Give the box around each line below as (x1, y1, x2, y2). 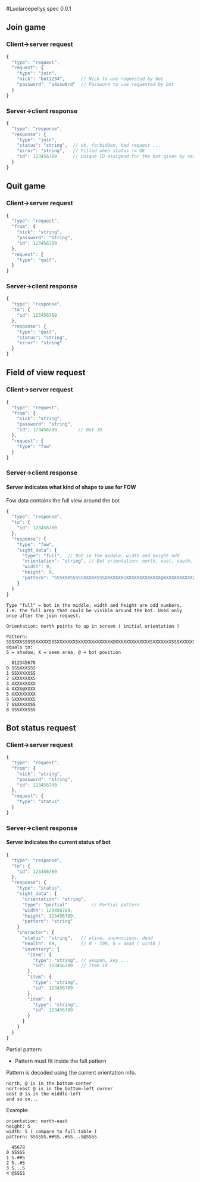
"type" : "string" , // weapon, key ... (32, 957, 129, 963)
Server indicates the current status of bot (6, 838, 111, 846)
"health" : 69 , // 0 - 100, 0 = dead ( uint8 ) (21, 940, 161, 946)
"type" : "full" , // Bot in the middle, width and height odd (21, 553, 180, 558)
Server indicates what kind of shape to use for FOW (6, 483, 136, 490)
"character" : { (17, 930, 55, 936)
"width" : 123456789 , (21, 907, 73, 913)
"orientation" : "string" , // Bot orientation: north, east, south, (21, 558, 193, 564)
